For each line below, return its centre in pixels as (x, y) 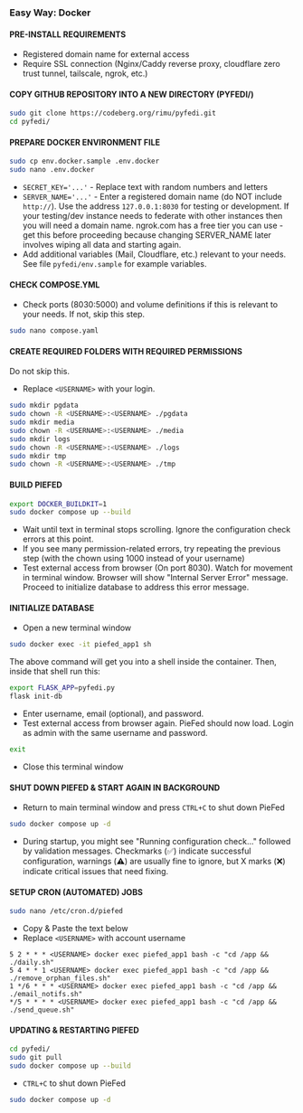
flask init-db (36, 697)
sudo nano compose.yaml (54, 331)
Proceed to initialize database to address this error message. (136, 587)
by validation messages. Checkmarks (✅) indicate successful (137, 851)
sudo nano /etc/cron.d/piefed (66, 911)
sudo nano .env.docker (52, 170)
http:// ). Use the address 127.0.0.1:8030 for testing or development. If (156, 206)
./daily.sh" (32, 963)
